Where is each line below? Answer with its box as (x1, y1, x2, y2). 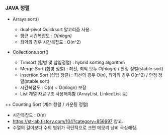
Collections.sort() (12, 49, 49, 55)
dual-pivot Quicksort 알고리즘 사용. (20, 27, 91, 33)
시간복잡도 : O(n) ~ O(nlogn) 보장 (20, 84, 87, 91)
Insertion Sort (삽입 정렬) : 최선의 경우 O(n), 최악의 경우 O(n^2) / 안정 (20, 72, 157, 78)
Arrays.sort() (12, 16, 39, 22)
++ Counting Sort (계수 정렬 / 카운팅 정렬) (5, 101, 89, 107)
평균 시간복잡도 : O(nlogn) (20, 33, 72, 39)
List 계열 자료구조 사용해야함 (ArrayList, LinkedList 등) (20, 91, 128, 97)
